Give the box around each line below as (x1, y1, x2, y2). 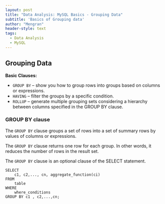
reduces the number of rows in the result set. (5, 148, 99, 154)
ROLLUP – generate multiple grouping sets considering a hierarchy (12, 98, 148, 104)
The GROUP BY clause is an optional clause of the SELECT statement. (5, 158, 146, 164)
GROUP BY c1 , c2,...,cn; (5, 194, 60, 199)
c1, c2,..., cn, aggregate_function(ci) (14, 172, 100, 177)
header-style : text (5, 26, 46, 31)
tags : (5, 31, 17, 36)
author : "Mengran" (5, 21, 44, 27)
